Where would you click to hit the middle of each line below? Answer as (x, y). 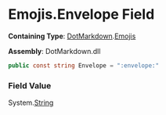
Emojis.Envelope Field (81, 14)
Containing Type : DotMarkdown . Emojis (72, 36)
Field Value (30, 85)
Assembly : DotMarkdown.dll (54, 51)
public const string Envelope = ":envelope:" (83, 65)
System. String (31, 102)
